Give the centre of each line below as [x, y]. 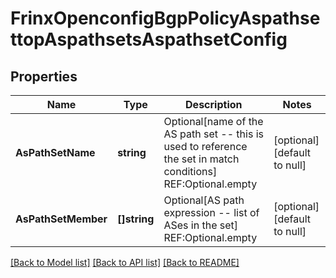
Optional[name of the [213, 121]
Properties [44, 76]
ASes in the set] [201, 225]
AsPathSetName [55, 152]
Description [214, 104]
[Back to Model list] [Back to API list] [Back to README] [125, 262]
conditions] [190, 171]
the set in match [201, 159]
